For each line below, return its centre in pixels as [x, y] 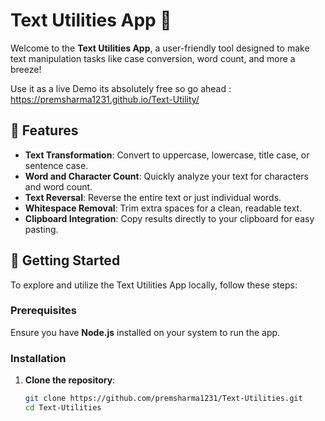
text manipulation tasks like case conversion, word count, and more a [153, 58]
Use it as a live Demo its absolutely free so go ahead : [121, 88]
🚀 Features [44, 130]
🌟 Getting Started [65, 260]
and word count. [58, 186]
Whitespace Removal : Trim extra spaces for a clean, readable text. [163, 208]
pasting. [41, 229]
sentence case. [56, 165]
